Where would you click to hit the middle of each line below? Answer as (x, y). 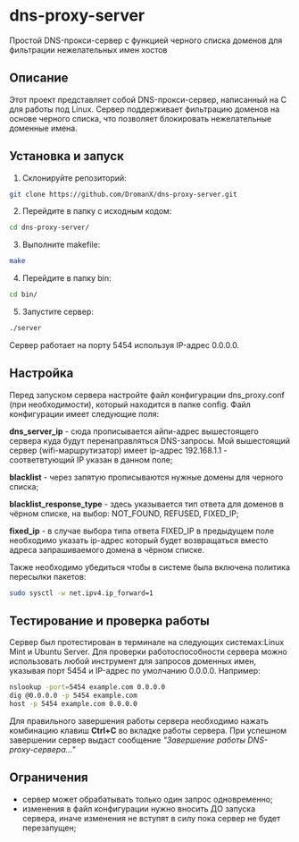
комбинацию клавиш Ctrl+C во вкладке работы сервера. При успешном (148, 731)
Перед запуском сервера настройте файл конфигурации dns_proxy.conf (147, 395)
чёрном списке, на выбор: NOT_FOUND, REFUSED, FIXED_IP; (124, 513)
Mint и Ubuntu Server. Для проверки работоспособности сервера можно (149, 652)
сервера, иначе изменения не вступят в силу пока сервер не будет (151, 818)
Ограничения (49, 778)
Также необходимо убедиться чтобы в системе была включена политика (150, 567)
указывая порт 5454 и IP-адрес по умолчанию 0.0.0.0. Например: (135, 671)
